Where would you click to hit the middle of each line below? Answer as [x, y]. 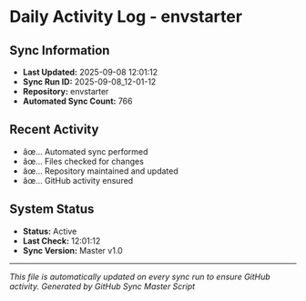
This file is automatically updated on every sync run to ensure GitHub [140, 276]
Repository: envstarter [66, 91]
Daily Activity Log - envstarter [126, 17]
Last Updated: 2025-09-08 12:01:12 [90, 72]
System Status [52, 210]
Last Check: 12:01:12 [61, 241]
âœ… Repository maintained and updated [101, 171]
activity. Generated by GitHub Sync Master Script [102, 286]
